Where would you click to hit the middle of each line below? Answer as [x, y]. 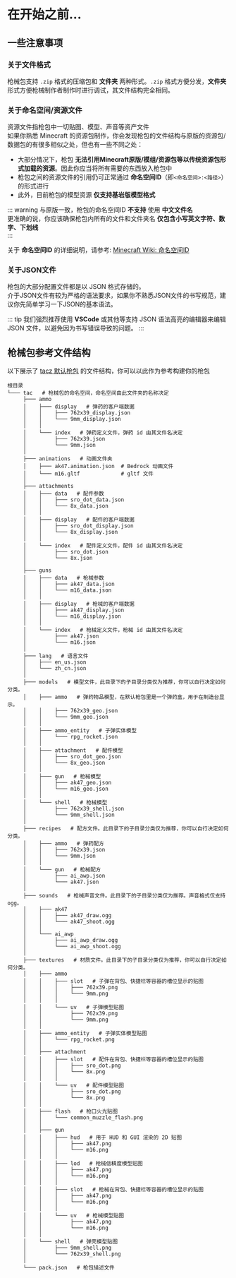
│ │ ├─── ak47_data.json [69, 584]
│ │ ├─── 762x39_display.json [77, 413]
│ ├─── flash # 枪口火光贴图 [70, 1112]
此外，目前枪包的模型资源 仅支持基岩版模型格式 [86, 195]
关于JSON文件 [32, 270]
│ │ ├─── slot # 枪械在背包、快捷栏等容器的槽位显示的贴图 [113, 1190]
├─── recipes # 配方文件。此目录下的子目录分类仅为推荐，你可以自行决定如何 [126, 829]
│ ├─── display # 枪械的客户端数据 [79, 604]
